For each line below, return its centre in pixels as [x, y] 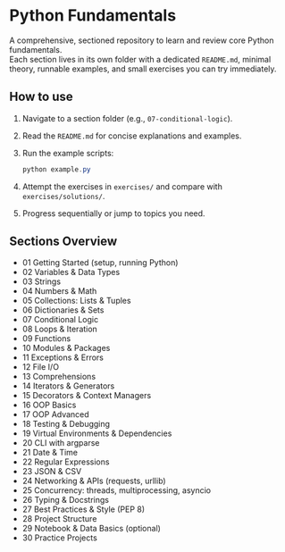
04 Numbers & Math [59, 291]
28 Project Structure [59, 519]
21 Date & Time [50, 453]
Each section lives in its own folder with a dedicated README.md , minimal [140, 59]
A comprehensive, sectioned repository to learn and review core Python [142, 40]
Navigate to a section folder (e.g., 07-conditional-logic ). [127, 118]
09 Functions [46, 339]
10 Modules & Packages [66, 348]
